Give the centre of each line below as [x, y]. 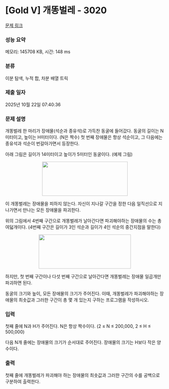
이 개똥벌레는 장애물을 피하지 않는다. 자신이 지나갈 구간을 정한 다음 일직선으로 [81, 204]
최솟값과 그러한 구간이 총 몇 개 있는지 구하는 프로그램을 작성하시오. [84, 300]
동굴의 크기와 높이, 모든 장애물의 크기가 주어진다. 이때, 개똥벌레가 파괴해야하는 [82, 294]
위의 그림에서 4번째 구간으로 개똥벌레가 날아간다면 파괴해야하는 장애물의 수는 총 [83, 221]
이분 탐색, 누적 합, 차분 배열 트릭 [37, 78]
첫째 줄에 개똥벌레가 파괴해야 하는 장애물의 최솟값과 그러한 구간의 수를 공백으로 [83, 375]
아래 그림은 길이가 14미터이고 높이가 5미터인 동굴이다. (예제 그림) [69, 154]
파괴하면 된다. [19, 283]
